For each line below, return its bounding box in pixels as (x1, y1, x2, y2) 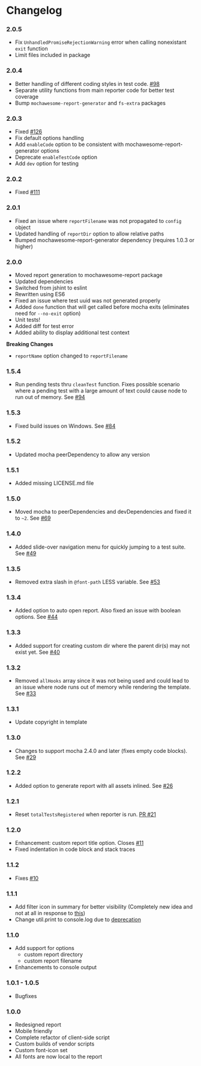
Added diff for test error (14, 322, 74, 329)
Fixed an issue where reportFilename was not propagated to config (14, 217, 182, 224)
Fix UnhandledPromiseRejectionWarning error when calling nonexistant (14, 38, 187, 46)
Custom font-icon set (14, 1046, 68, 1053)
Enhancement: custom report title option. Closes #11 (14, 839, 144, 847)
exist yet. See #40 (14, 648, 60, 656)
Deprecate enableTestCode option (14, 154, 98, 161)
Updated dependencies (14, 278, 74, 285)
